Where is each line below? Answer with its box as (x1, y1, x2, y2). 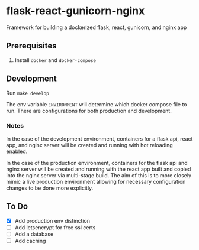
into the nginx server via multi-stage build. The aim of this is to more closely (6, 171, 191, 178)
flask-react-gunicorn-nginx (6, 4, 145, 18)
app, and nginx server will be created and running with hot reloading (6, 141, 173, 148)
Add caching (14, 237, 46, 244)
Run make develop (6, 89, 49, 96)
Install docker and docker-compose (14, 56, 97, 63)
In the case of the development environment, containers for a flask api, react (6, 135, 193, 142)
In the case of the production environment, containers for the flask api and (6, 159, 188, 166)
